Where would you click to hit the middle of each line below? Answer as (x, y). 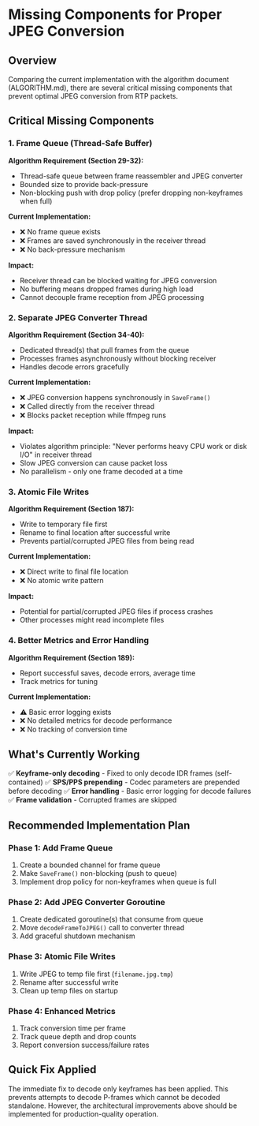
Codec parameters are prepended (185, 782)
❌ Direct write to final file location (74, 572)
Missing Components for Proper (115, 15)
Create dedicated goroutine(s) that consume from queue (111, 919)
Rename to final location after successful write (95, 533)
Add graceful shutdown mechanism (77, 936)
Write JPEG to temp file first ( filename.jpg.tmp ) (96, 974)
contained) (26, 782)
